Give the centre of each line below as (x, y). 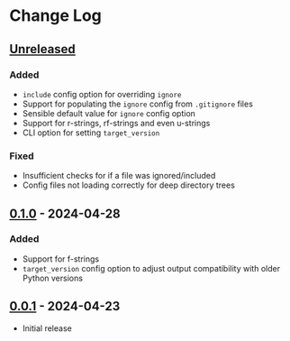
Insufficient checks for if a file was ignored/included (119, 176)
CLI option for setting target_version (91, 133)
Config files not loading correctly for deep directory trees (129, 185)
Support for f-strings (61, 259)
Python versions (53, 278)
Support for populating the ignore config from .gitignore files (138, 104)
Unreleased (43, 49)
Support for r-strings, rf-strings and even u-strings (116, 123)
